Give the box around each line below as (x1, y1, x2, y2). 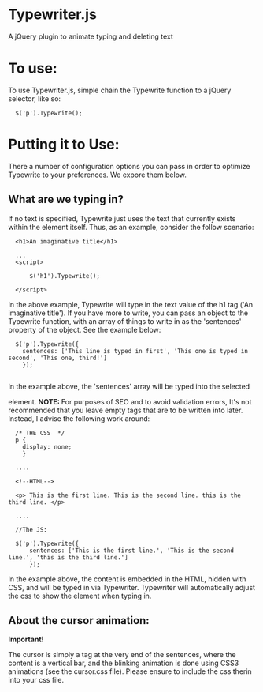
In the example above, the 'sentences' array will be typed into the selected (8, 382, 250, 391)
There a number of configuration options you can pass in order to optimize (8, 161, 250, 171)
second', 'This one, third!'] (8, 354, 108, 362)
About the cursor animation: (8, 614, 150, 627)
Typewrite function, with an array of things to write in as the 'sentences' (8, 316, 242, 325)
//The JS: (15, 525, 47, 534)
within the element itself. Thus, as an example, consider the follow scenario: (8, 222, 254, 231)
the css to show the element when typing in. (8, 591, 152, 600)
